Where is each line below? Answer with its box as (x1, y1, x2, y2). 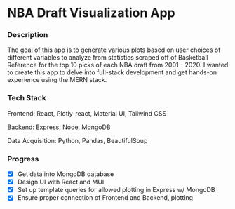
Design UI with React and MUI (17, 177, 105, 187)
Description (7, 30, 48, 40)
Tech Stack (7, 93, 47, 103)
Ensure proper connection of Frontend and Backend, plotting (17, 194, 194, 202)
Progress (7, 154, 39, 163)
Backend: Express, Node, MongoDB (7, 123, 111, 131)
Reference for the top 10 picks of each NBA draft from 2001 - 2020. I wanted (7, 61, 229, 69)
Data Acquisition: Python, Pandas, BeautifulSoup (7, 136, 148, 144)
